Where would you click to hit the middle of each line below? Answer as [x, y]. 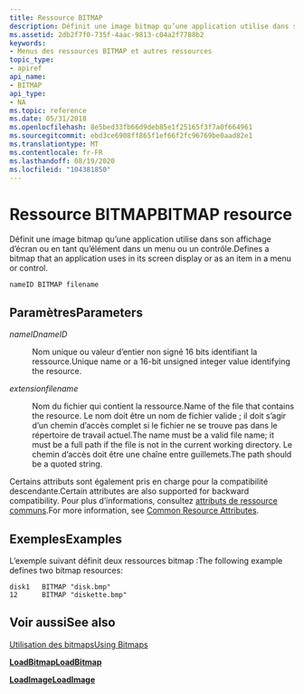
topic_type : [32, 60]
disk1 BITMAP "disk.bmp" [60, 587]
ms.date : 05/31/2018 [48, 119]
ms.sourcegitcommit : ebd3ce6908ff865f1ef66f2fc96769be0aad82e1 [131, 136]
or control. [28, 268]
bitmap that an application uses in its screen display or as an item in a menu [150, 258]
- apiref [26, 69]
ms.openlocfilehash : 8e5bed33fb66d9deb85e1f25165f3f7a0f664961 [131, 128]
